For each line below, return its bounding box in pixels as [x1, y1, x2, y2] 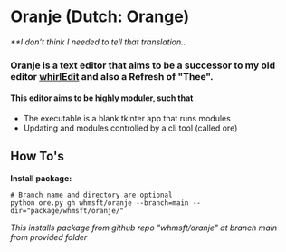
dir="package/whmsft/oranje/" [10, 206, 125, 215]
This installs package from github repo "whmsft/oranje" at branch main [10, 222, 278, 233]
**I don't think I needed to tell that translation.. [10, 36, 186, 47]
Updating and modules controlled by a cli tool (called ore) [23, 122, 238, 133]
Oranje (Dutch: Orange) [10, 6, 190, 27]
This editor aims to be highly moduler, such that [10, 92, 194, 103]
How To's [10, 149, 64, 164]
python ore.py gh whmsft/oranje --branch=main [10, 198, 189, 208]
